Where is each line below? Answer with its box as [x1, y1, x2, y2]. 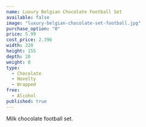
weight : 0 [6, 59, 31, 65]
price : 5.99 [6, 31, 36, 37]
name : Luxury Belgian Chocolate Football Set [6, 8, 122, 15]
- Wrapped [11, 82, 36, 88]
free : [6, 87, 20, 93]
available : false [6, 14, 50, 20]
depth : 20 [6, 54, 31, 60]
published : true [6, 98, 47, 104]
